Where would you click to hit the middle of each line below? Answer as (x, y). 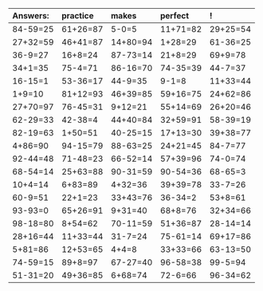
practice (78, 16)
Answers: (31, 16)
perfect (175, 16)
